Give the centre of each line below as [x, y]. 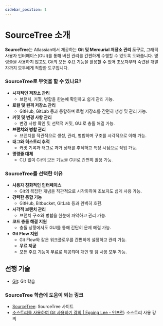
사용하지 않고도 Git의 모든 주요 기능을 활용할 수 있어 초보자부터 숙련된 [83, 62]
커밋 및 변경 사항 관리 [32, 117]
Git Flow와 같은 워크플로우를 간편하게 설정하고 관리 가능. [73, 240]
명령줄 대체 [22, 154]
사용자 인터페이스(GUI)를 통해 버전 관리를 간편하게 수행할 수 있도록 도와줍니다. [79, 55]
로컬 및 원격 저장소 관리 [34, 105]
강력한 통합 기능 [27, 197]
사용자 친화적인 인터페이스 [37, 185]
